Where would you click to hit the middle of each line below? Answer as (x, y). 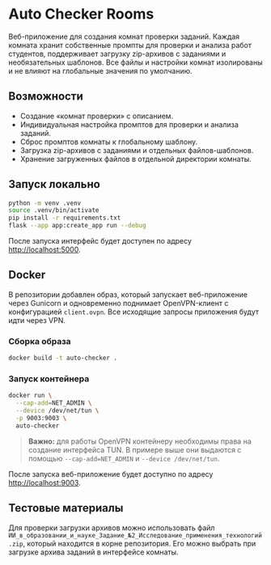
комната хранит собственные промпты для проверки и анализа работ (130, 45)
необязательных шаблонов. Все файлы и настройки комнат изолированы (135, 62)
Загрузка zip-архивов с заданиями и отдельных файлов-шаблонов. (137, 150)
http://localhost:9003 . (44, 482)
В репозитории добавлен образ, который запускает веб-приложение (128, 294)
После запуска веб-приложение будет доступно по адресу (111, 474)
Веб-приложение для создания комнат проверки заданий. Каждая (124, 36)
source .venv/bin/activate (54, 210)
